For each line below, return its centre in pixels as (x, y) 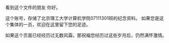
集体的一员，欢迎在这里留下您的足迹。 (50, 25)
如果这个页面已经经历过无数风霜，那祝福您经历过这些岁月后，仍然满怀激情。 (86, 35)
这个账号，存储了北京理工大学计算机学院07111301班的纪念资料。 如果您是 (82, 18)
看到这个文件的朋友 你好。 (33, 7)
